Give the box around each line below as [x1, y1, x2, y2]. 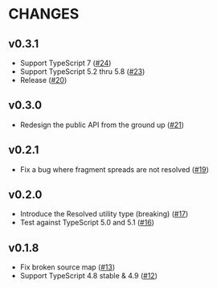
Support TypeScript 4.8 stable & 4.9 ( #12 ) [19, 271, 158, 281]
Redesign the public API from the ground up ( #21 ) [19, 120, 185, 130]
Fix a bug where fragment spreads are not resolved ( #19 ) [19, 164, 209, 174]
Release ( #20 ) [19, 76, 68, 84]
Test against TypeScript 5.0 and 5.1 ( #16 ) [19, 218, 155, 228]
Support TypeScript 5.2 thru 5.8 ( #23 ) [19, 67, 145, 76]
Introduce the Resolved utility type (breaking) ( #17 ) [19, 209, 189, 219]
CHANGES [8, 5, 80, 23]
